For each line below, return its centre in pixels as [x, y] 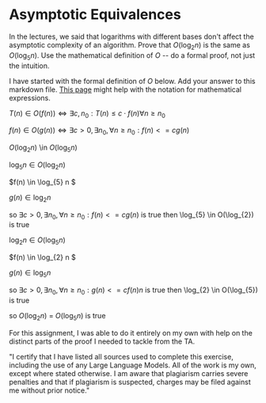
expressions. [30, 97]
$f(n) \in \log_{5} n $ [42, 182]
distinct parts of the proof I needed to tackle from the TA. [102, 341]
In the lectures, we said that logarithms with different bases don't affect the [131, 36]
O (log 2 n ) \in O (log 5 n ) [43, 148]
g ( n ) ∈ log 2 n [30, 198]
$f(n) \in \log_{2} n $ [42, 257]
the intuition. [29, 66]
